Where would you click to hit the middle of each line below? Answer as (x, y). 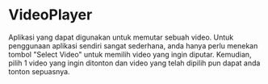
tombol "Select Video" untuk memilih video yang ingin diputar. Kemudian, (130, 54)
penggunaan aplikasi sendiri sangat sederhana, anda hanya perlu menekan (133, 45)
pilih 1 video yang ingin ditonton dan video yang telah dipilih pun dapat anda (134, 63)
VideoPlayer (50, 15)
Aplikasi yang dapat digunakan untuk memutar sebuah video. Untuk (121, 37)
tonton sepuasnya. (39, 71)
